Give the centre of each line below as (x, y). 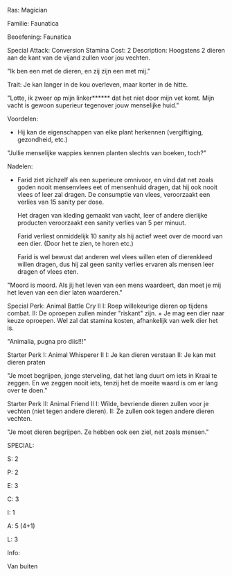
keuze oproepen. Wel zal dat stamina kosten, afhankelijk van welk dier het (113, 321)
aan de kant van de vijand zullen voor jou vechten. (79, 58)
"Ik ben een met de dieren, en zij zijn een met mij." (79, 71)
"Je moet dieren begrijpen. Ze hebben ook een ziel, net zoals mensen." (108, 432)
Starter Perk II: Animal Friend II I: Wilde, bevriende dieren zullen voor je (108, 404)
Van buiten (23, 566)
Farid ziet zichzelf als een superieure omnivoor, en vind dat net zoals (115, 180)
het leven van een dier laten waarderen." (65, 293)
